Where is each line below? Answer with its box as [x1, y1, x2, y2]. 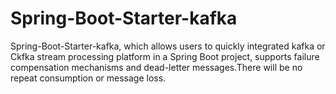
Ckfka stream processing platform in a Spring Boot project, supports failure [10, 50, 320, 62]
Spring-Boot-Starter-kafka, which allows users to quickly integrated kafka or [10, 40, 326, 52]
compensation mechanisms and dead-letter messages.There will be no [10, 61, 303, 73]
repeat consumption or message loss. [10, 72, 167, 84]
